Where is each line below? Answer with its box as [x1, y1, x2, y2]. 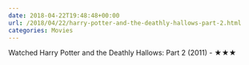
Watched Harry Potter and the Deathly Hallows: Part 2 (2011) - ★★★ [8, 48, 237, 58]
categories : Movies [8, 26, 74, 34]
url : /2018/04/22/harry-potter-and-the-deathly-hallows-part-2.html [8, 19, 242, 27]
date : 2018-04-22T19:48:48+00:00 [8, 11, 120, 20]
